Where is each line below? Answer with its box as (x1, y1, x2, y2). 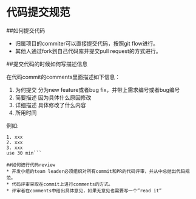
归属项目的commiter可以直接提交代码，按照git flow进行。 (15, 40, 159, 47)
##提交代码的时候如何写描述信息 (6, 60, 88, 68)
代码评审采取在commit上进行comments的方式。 (12, 181, 113, 187)
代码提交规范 (6, 5, 71, 19)
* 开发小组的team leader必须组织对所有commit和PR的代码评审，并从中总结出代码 (6, 168, 186, 174)
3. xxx (6, 144, 23, 151)
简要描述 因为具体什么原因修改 (15, 94, 92, 101)
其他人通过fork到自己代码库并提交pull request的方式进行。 (15, 47, 161, 55)
